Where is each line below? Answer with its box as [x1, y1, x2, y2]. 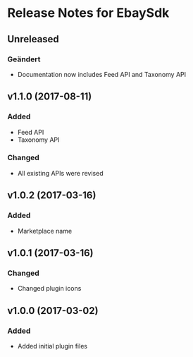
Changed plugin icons [17, 284, 82, 293]
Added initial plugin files [17, 341, 88, 350]
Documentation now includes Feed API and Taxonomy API [17, 70, 187, 78]
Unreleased [7, 33, 60, 45]
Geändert [7, 54, 41, 64]
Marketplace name [17, 226, 73, 235]
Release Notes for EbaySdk [7, 5, 170, 21]
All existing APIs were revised [17, 169, 104, 177]
